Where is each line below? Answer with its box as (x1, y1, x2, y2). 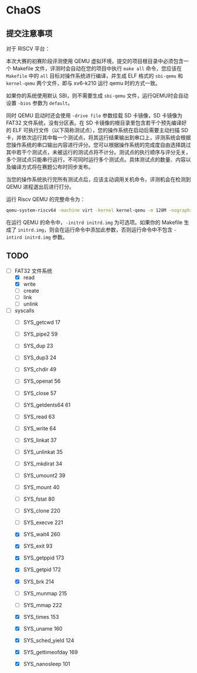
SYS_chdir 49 (23, 366, 57, 373)
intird (6, 235, 22, 240)
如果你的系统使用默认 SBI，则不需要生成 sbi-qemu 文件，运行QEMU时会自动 (6, 92, 189, 99)
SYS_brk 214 (23, 578, 55, 585)
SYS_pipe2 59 (23, 330, 58, 338)
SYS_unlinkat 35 (23, 448, 63, 456)
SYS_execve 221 (23, 519, 63, 526)
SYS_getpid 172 (23, 566, 62, 573)
